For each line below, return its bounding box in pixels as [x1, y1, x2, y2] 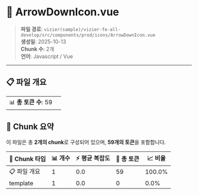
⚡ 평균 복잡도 [75, 154, 110, 162]
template [9, 179, 34, 187]
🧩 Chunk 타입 [9, 155, 46, 163]
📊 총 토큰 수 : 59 [9, 98, 53, 106]
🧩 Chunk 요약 [6, 122, 54, 132]
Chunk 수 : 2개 [20, 45, 55, 52]
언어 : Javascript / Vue [20, 52, 74, 60]
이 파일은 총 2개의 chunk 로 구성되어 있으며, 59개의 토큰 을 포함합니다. [6, 138, 166, 146]
